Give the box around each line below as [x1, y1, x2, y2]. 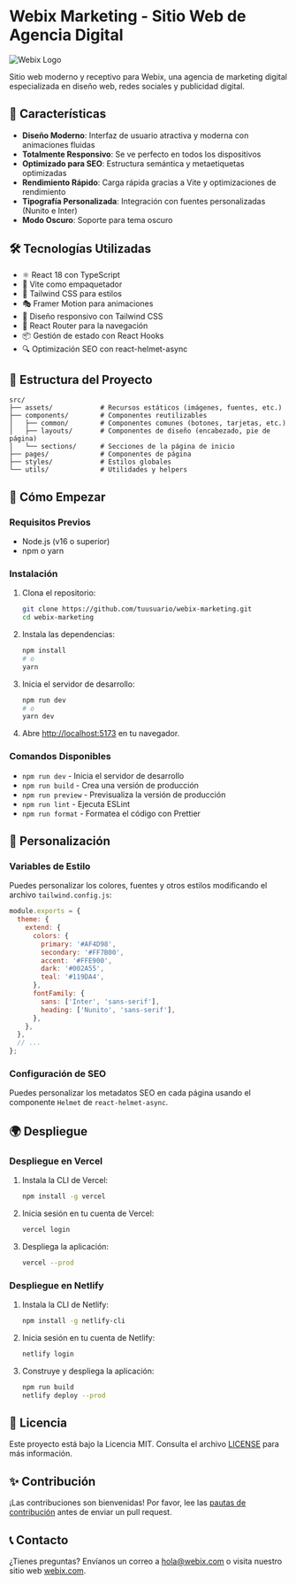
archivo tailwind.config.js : [9, 889, 112, 900]
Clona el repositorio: [21, 588, 96, 598]
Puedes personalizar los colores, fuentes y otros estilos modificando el [9, 880, 268, 891]
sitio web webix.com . [9, 1565, 87, 1576]
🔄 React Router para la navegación [21, 320, 148, 331]
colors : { [32, 931, 69, 940]
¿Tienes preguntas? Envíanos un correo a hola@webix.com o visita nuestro [9, 1556, 283, 1566]
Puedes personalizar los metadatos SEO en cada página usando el [9, 1088, 252, 1098]
